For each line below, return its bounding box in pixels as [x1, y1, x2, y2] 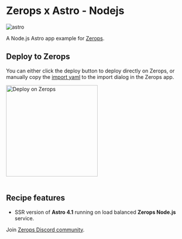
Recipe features [6, 193, 66, 203]
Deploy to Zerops [6, 51, 70, 62]
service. [14, 214, 35, 221]
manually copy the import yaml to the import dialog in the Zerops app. [6, 73, 174, 80]
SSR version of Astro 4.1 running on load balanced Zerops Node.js [14, 209, 176, 216]
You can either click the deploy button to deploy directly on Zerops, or [6, 67, 175, 74]
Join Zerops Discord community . [6, 226, 85, 233]
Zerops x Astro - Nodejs [6, 4, 125, 18]
